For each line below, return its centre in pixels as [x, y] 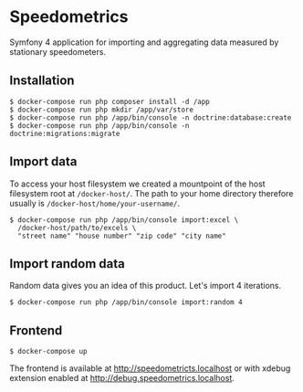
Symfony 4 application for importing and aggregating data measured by [144, 42]
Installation [42, 81]
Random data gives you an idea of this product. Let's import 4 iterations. [145, 286]
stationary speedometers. [58, 51]
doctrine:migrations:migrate [65, 133]
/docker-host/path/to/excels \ [77, 228]
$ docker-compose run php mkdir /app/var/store [102, 110]
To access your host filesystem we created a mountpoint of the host [138, 184]
